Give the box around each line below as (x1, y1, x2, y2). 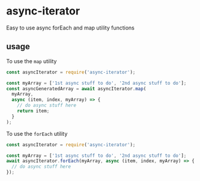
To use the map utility (6, 57, 57, 64)
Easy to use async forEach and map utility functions (6, 24, 135, 31)
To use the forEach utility (6, 130, 68, 137)
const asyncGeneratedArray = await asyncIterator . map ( (6, 85, 147, 91)
